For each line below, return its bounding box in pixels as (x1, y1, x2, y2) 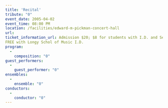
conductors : (5, 86, 30, 91)
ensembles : (5, 72, 28, 77)
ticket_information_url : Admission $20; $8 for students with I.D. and (5, 35, 157, 40)
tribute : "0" (5, 12, 32, 17)
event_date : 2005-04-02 (5, 16, 55, 21)
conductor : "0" (14, 95, 46, 100)
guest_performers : (5, 58, 43, 63)
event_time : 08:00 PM (5, 21, 50, 26)
